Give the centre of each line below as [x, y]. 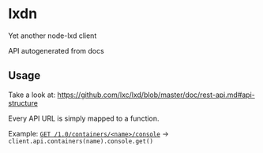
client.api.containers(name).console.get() [81, 141]
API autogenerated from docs [56, 50]
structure [23, 103]
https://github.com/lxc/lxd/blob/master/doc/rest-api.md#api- [156, 95]
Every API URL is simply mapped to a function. [84, 118]
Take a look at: [32, 95]
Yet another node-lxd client [53, 35]
